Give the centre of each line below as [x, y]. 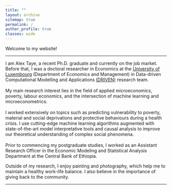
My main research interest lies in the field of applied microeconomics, [79, 91]
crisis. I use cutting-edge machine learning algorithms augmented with [80, 123]
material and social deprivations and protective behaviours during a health [84, 118]
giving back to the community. [37, 177]
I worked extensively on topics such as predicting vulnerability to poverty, [83, 112]
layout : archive [23, 15]
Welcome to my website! [31, 49]
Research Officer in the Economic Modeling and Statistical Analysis [76, 150]
